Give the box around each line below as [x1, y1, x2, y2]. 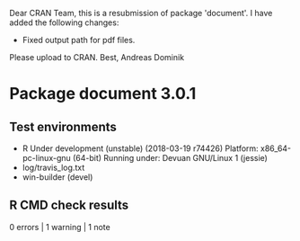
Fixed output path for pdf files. [22, 35, 136, 45]
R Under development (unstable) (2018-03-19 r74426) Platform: [22, 143, 259, 154]
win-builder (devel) [22, 172, 93, 183]
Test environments [9, 119, 117, 134]
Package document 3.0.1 [9, 84, 197, 104]
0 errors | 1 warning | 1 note [9, 221, 110, 232]
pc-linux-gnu [22, 153, 72, 163]
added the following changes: [9, 17, 119, 28]
